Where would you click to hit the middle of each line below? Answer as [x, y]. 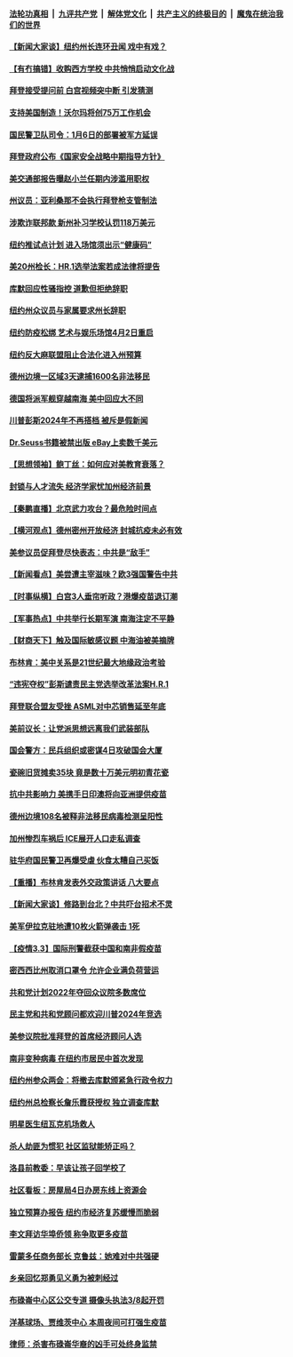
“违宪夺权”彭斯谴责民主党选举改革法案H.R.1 [89, 684]
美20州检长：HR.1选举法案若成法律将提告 [85, 267]
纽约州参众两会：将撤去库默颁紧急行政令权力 [91, 1081]
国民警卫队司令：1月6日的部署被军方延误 [83, 134]
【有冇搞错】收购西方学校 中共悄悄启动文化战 [92, 68]
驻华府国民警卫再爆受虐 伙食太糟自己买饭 [84, 860]
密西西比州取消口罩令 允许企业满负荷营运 [84, 970]
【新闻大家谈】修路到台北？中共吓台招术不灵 [91, 904]
